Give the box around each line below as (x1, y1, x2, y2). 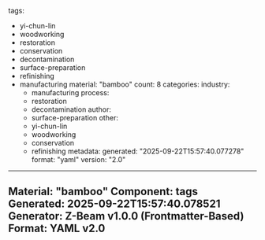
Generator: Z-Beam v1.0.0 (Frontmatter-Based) (8, 209, 244, 223)
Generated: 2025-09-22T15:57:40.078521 (8, 198, 221, 211)
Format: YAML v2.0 (8, 222, 106, 235)
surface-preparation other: (31, 113, 118, 122)
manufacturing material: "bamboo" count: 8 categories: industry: (19, 79, 230, 89)
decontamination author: (31, 105, 112, 114)
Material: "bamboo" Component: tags (8, 185, 199, 198)
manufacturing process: (31, 88, 110, 97)
